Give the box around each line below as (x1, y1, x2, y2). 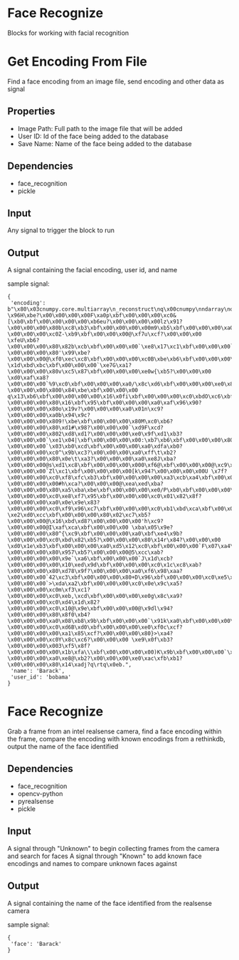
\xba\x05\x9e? (131, 524, 174, 532)
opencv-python (17, 789, 63, 798)
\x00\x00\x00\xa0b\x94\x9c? (7, 412, 91, 419)
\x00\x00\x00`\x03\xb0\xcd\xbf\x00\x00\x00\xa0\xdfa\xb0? (7, 443, 183, 450)
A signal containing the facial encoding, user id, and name (7, 266, 178, 274)
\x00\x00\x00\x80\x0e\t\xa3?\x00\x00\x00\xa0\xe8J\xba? (7, 455, 176, 463)
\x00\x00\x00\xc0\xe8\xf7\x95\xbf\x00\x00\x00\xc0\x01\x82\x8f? (7, 493, 202, 500)
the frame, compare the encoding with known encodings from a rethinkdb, (7, 735, 225, 743)
